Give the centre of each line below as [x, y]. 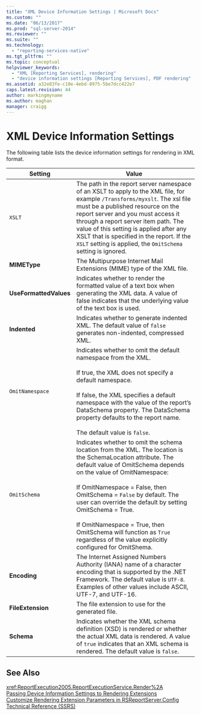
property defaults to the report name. [128, 418]
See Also [23, 673]
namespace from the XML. [114, 358]
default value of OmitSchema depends [130, 465]
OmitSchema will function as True [123, 532]
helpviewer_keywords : [33, 67]
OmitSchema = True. [105, 510]
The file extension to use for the [121, 604]
